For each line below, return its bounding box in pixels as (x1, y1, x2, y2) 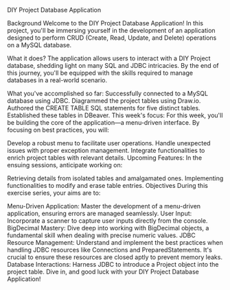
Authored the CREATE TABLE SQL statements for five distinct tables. (7, 104, 200, 112)
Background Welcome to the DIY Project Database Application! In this (7, 19, 204, 27)
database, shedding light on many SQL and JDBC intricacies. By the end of (7, 62, 219, 69)
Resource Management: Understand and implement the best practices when (7, 239, 223, 246)
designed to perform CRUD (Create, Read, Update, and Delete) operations (7, 34, 217, 42)
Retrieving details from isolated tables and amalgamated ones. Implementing (7, 174, 224, 182)
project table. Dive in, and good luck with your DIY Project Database (7, 267, 199, 276)
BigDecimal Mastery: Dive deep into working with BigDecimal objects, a (7, 224, 209, 232)
